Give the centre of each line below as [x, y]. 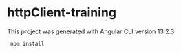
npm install [27, 43]
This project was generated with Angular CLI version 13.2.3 [91, 31]
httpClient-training [62, 13]
